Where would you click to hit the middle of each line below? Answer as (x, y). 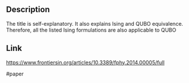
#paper (15, 74)
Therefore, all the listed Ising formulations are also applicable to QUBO (91, 30)
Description (28, 10)
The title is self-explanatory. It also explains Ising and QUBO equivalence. (95, 23)
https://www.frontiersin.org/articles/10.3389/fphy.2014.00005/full (85, 62)
